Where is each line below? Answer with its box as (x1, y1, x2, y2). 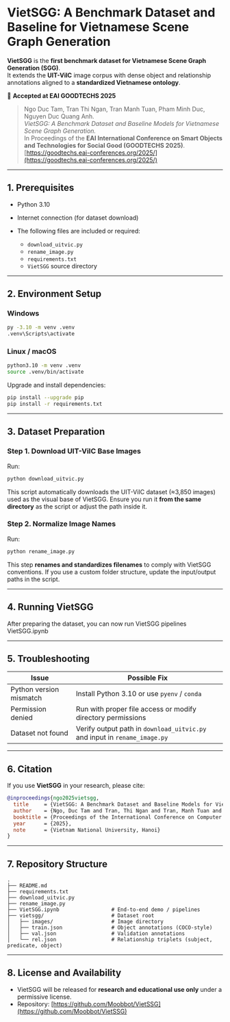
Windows (7, 309, 40, 318)
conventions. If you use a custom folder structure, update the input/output (7, 567, 216, 576)
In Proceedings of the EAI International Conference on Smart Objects (23, 133, 222, 142)
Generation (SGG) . (7, 64, 60, 72)
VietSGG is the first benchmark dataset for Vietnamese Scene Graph (7, 56, 207, 64)
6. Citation (7, 763, 53, 775)
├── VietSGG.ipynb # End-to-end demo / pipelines (7, 906, 201, 913)
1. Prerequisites (7, 182, 75, 194)
